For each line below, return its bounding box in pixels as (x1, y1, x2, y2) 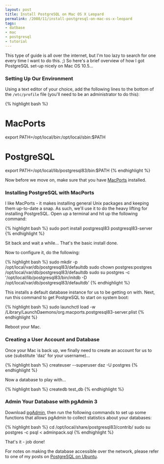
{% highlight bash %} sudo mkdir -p (5, 259, 78, 265)
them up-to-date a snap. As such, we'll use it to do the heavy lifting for (5, 206, 148, 211)
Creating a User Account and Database (5, 336, 100, 343)
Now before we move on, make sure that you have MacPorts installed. (5, 177, 146, 183)
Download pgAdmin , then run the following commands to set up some (5, 409, 146, 415)
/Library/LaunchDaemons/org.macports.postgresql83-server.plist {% (5, 309, 144, 315)
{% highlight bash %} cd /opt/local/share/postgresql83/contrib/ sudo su (5, 424, 151, 430)
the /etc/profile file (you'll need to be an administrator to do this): (5, 92, 140, 97)
